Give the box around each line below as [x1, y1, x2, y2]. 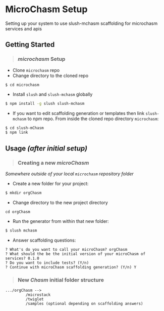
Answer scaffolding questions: [12, 237, 76, 243]
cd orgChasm [5, 209, 30, 214]
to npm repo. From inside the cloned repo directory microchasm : [27, 115, 159, 122]
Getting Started [5, 41, 55, 49]
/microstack [25, 292, 51, 297]
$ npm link [5, 130, 28, 135]
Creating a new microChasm [17, 159, 89, 166]
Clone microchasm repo [12, 67, 60, 73]
